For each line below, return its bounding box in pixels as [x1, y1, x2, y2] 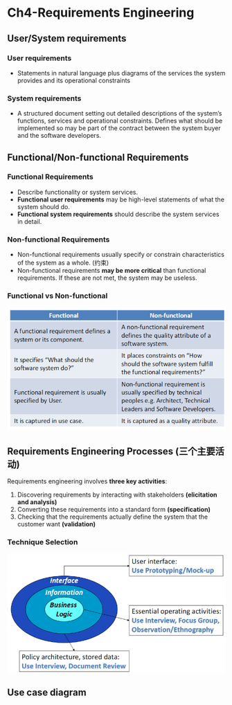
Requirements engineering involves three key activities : [7, 477, 168, 485]
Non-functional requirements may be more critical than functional [17, 267, 206, 275]
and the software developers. [17, 132, 102, 140]
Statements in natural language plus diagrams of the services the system [17, 69, 226, 77]
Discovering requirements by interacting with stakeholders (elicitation [17, 490, 217, 499]
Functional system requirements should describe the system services [17, 210, 220, 218]
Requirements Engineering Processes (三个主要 [7, 445, 216, 457]
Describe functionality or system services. [17, 188, 139, 196]
